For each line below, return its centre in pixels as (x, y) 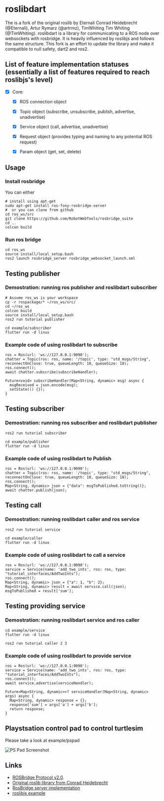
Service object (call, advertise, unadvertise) (64, 126)
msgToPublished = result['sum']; (39, 591)
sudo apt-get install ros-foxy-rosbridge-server (56, 206)
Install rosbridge (25, 182)
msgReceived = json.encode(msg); (44, 385)
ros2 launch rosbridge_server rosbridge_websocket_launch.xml (70, 258)
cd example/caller (24, 538)
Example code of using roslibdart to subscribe (62, 345)
